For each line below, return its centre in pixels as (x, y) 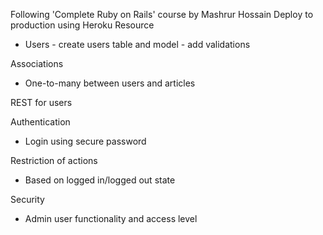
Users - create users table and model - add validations (137, 44)
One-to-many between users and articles (110, 83)
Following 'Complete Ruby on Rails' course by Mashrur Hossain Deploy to (162, 14)
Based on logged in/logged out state (100, 180)
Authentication (40, 122)
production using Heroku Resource (82, 25)
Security (27, 199)
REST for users (41, 102)
